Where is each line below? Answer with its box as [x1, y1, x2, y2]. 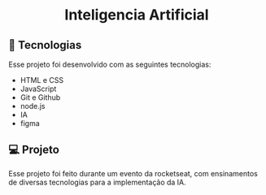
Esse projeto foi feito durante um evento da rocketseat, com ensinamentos [8, 168, 258, 178]
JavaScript [20, 84, 57, 93]
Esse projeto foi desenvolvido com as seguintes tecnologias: [8, 59, 211, 69]
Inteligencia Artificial [64, 6, 209, 24]
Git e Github [20, 93, 61, 102]
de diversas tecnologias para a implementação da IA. [8, 177, 187, 187]
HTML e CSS [20, 76, 64, 84]
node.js [20, 102, 46, 110]
